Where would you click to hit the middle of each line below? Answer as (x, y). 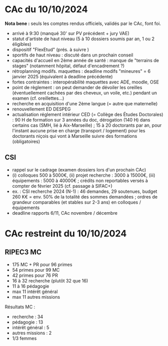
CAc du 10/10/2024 (46, 9)
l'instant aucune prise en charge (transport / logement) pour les (79, 130)
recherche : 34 (28, 316)
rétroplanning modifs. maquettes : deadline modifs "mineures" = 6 (81, 71)
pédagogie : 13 (28, 322)
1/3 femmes (24, 338)
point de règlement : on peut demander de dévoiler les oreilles (77, 87)
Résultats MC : (20, 307)
